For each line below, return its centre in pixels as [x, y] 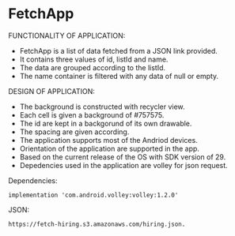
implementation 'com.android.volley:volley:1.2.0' [93, 195]
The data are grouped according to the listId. [93, 67]
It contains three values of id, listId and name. [94, 59]
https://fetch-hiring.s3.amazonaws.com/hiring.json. [97, 224]
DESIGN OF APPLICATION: [51, 91]
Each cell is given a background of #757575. [92, 114]
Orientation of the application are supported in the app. [110, 148]
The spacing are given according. [74, 132]
